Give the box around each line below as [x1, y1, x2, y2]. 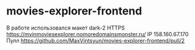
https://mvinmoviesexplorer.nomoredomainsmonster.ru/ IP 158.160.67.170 [6, 30, 189, 37]
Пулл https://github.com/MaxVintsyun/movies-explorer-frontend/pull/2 [6, 37, 185, 44]
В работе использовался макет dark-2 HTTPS [6, 24, 125, 31]
